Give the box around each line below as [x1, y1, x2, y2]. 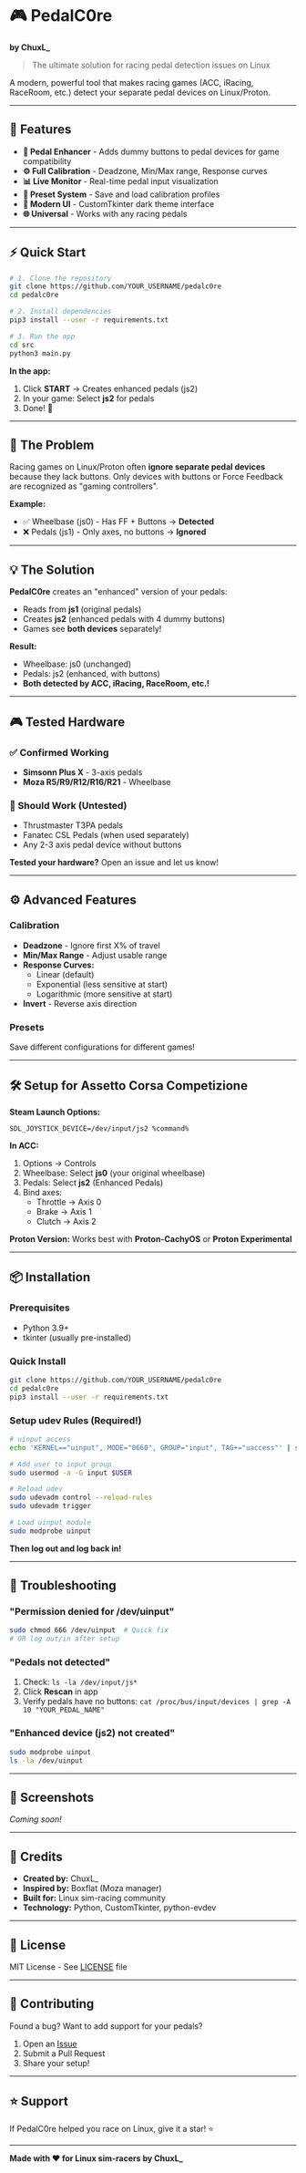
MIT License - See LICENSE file [9, 1961, 127, 1972]
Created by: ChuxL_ [22, 1873, 98, 1884]
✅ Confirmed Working [9, 746, 109, 759]
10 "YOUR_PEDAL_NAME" [22, 1705, 105, 1715]
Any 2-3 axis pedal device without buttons [22, 839, 182, 851]
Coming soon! [9, 1814, 62, 1825]
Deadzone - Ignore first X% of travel [22, 939, 161, 951]
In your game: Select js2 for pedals [22, 392, 155, 404]
